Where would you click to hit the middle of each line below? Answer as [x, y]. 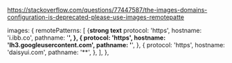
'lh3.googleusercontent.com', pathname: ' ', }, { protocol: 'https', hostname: [116, 45]
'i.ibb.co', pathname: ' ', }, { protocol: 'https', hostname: [87, 38]
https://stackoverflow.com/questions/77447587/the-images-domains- [107, 10]
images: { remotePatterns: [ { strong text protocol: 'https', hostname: [105, 30]
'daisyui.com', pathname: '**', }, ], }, [58, 52]
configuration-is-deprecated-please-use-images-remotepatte [96, 17]
